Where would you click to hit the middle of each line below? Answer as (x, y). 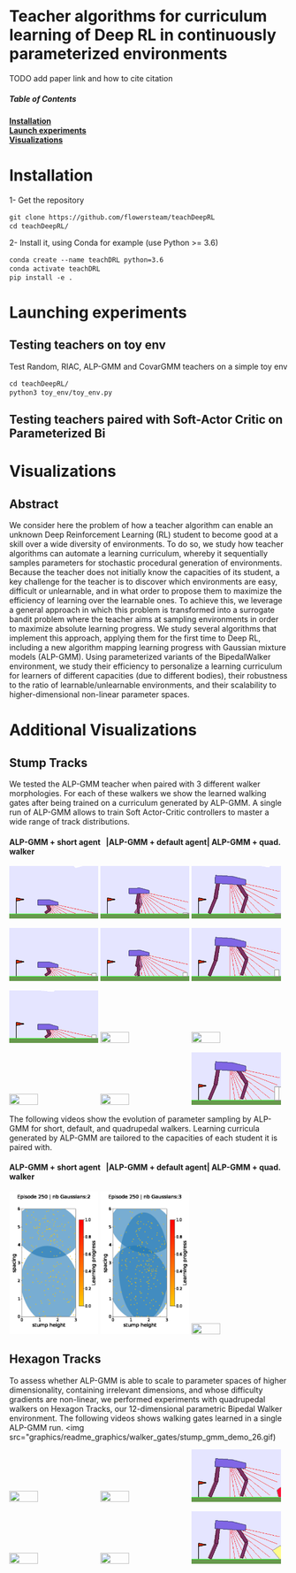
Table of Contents (43, 98)
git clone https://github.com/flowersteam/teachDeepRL (112, 217)
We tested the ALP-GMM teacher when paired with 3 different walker (135, 784)
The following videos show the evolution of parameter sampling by (130, 1119)
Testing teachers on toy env (87, 345)
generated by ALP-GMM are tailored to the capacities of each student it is (144, 1138)
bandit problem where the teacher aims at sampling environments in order (144, 619)
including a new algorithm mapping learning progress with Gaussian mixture (148, 648)
